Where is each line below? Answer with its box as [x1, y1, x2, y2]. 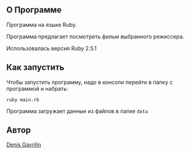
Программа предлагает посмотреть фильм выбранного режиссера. [6, 33, 185, 40]
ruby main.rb [6, 97, 40, 103]
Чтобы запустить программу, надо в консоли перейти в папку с [6, 79, 173, 86]
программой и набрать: [6, 85, 69, 92]
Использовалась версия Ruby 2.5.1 [6, 44, 97, 52]
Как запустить [6, 62, 65, 72]
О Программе [6, 5, 62, 15]
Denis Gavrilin [6, 141, 41, 149]
